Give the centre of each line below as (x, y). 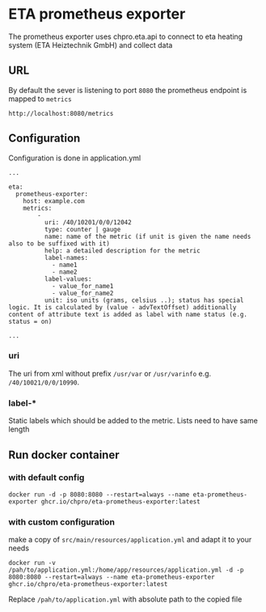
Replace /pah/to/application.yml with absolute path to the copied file (125, 599)
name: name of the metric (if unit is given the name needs (148, 236)
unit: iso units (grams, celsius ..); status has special (144, 300)
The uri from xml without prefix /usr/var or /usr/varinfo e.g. (110, 373)
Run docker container (64, 455)
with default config (46, 478)
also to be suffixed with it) (59, 244)
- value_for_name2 (82, 293)
